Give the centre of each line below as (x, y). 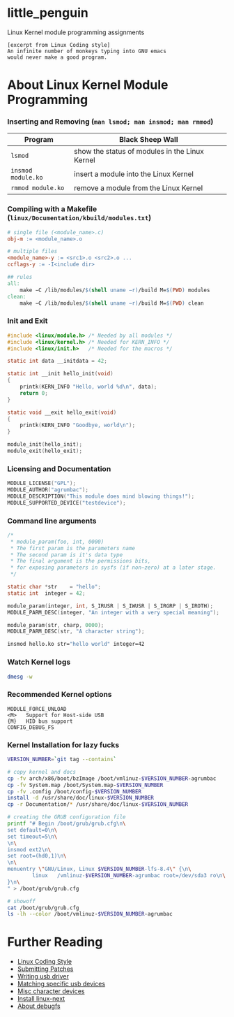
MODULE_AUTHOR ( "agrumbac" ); (48, 490)
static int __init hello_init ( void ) (60, 374)
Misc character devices (51, 991)
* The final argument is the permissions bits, (80, 561)
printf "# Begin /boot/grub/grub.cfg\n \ (67, 823)
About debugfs (39, 1006)
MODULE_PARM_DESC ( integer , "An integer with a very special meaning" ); (113, 612)
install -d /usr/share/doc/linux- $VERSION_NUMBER (81, 798)
